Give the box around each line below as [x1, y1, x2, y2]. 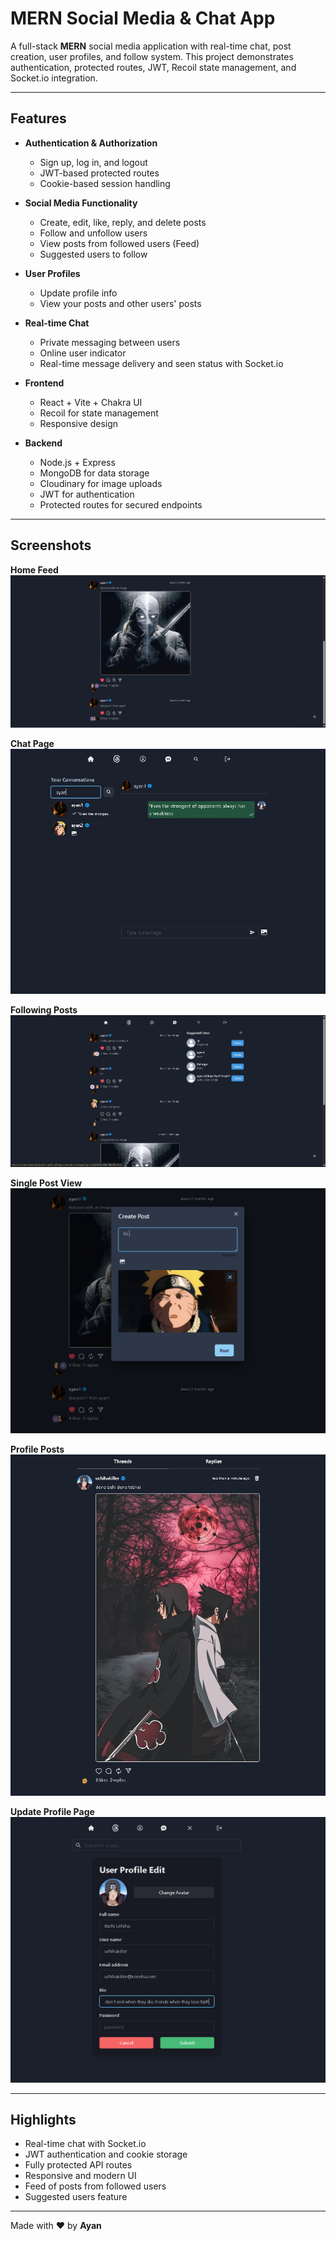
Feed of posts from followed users [24, 2180, 167, 2192]
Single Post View [10, 1177, 83, 1189]
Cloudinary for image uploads [39, 477, 163, 489]
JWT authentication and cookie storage [24, 2148, 188, 2161]
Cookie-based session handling [39, 177, 171, 189]
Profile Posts [10, 1443, 65, 1455]
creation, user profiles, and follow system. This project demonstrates [10, 50, 294, 62]
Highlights [10, 2111, 77, 2128]
